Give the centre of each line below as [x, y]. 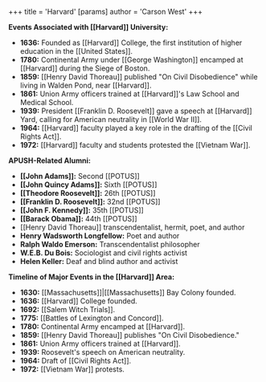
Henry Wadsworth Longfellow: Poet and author [100, 236]
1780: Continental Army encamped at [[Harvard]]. [102, 327]
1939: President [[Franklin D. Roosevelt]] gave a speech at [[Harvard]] [136, 111]
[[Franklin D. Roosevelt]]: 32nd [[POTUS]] [90, 201]
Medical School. [47, 102]
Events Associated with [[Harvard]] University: [88, 27]
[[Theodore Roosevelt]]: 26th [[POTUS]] [88, 193]
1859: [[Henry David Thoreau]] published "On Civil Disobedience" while [139, 77]
